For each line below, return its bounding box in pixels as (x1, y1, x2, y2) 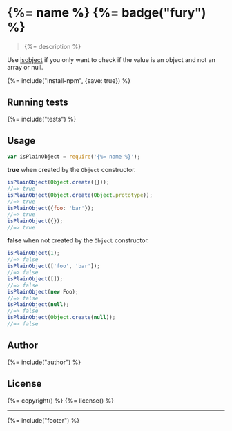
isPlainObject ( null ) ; (7, 301, 70, 308)
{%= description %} (23, 42, 81, 50)
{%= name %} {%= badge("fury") (7, 5, 206, 21)
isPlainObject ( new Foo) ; (7, 288, 79, 295)
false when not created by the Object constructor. (7, 236, 150, 245)
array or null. (7, 63, 43, 71)
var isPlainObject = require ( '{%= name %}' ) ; (7, 153, 140, 160)
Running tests (7, 97, 69, 108)
